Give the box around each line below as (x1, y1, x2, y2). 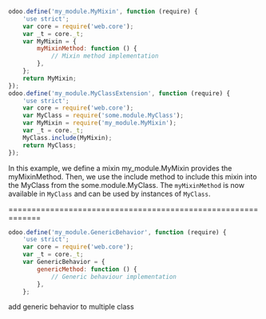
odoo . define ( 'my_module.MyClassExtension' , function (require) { (8, 89, 230, 98)
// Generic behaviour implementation (50, 273, 177, 281)
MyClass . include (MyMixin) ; (22, 134, 113, 142)
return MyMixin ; (22, 74, 77, 82)
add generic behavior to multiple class (8, 302, 134, 312)
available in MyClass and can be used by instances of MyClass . (8, 189, 211, 198)
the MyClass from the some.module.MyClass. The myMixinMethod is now (8, 180, 245, 189)
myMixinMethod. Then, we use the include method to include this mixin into (8, 172, 257, 181)
